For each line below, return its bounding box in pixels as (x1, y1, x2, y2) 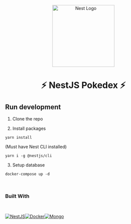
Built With (5, 192, 30, 199)
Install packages (12, 125, 46, 131)
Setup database (12, 162, 45, 168)
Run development (5, 103, 61, 111)
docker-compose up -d (5, 171, 50, 176)
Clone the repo (12, 116, 43, 121)
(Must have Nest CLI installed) (5, 144, 67, 150)
